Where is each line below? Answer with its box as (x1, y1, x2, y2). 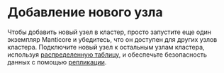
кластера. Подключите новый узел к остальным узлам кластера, (7, 43, 205, 51)
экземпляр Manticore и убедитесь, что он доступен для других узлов (7, 35, 218, 43)
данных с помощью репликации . (7, 57, 107, 66)
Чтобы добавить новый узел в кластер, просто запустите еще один (7, 28, 211, 36)
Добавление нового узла (7, 4, 163, 21)
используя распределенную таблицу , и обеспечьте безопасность (7, 50, 207, 59)
